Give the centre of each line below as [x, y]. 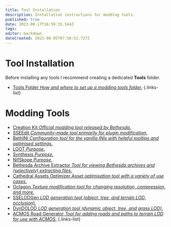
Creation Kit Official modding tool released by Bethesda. [72, 127]
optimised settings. [33, 143]
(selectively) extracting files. [42, 170]
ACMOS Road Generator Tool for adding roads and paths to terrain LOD [88, 213]
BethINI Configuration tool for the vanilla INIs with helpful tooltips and [86, 138]
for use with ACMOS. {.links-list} [47, 219]
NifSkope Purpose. [32, 159]
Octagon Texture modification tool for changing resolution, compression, [89, 186]
